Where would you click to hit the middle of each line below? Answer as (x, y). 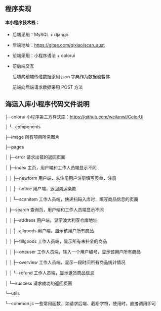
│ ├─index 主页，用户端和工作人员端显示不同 (51, 168)
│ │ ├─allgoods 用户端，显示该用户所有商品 (50, 231)
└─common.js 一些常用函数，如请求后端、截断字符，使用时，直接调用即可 (81, 304)
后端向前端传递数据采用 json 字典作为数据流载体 (61, 76)
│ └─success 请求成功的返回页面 (39, 283)
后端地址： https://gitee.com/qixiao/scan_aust (59, 45)
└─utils (12, 293)
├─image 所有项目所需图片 (33, 137)
